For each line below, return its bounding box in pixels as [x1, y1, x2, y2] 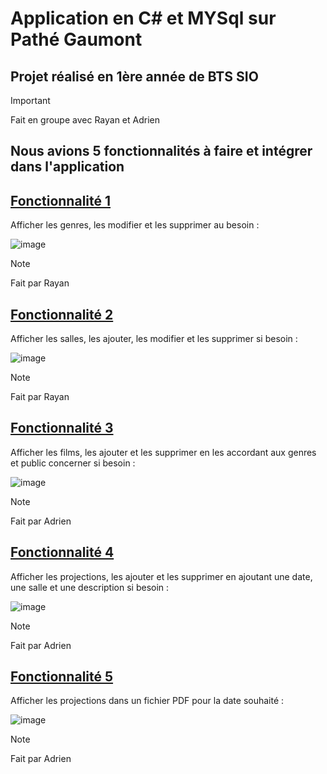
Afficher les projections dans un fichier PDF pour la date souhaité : [10, 695, 285, 707]
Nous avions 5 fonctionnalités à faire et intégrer [10, 143, 313, 160]
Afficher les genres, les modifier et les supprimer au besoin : [10, 219, 260, 231]
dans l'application [10, 158, 125, 176]
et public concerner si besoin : [10, 457, 136, 469]
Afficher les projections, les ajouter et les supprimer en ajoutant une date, [10, 570, 313, 582]
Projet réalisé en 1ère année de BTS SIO [10, 68, 259, 85]
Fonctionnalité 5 [10, 668, 114, 686]
